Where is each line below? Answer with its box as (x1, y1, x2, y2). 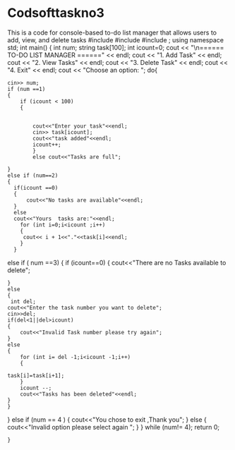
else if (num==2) (7, 171, 59, 179)
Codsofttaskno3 (7, 5, 104, 21)
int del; (10, 298, 37, 305)
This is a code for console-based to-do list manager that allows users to (7, 28, 217, 37)
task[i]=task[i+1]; (7, 372, 65, 379)
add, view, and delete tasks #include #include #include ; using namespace (7, 35, 224, 44)
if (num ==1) (7, 85, 46, 92)
